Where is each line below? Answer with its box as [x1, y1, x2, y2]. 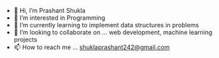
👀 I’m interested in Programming [13, 14, 106, 22]
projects [13, 35, 38, 44]
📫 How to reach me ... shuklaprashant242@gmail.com [13, 43, 170, 51]
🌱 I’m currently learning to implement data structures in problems [13, 21, 199, 29]
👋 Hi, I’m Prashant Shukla [13, 7, 86, 14]
